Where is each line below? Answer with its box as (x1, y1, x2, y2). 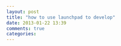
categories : (6, 31, 36, 37)
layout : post (6, 8, 40, 15)
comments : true (6, 25, 45, 32)
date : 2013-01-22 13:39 (6, 20, 67, 26)
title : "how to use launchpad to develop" (6, 14, 116, 20)
